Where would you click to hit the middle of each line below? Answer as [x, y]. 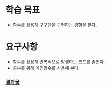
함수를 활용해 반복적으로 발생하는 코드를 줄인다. [59, 62]
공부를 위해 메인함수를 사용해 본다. [46, 68]
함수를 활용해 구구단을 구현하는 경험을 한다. [55, 25]
